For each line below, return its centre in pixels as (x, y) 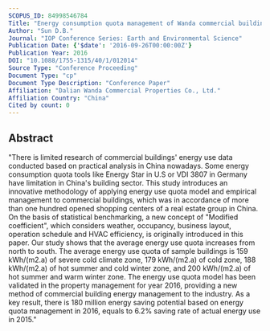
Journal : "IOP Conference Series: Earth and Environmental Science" (125, 38)
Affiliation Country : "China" (59, 98)
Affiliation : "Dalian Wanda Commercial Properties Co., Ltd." (115, 90)
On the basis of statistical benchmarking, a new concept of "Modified (123, 217)
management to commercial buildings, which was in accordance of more (129, 200)
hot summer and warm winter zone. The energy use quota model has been (132, 276)
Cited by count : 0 (39, 105)
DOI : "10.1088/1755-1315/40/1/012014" (73, 61)
